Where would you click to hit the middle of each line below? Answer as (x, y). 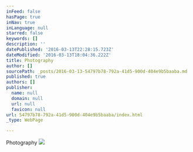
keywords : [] (22, 39)
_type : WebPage (25, 120)
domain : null (27, 98)
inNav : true (21, 22)
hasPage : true (23, 17)
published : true (26, 77)
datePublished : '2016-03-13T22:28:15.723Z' (60, 50)
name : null (25, 93)
